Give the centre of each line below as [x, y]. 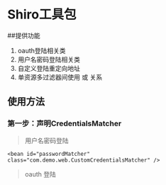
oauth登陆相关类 [41, 50]
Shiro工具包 [42, 15]
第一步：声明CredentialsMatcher [65, 123]
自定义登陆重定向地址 [49, 68]
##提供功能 [24, 35]
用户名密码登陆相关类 [49, 59]
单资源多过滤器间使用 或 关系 [60, 77]
